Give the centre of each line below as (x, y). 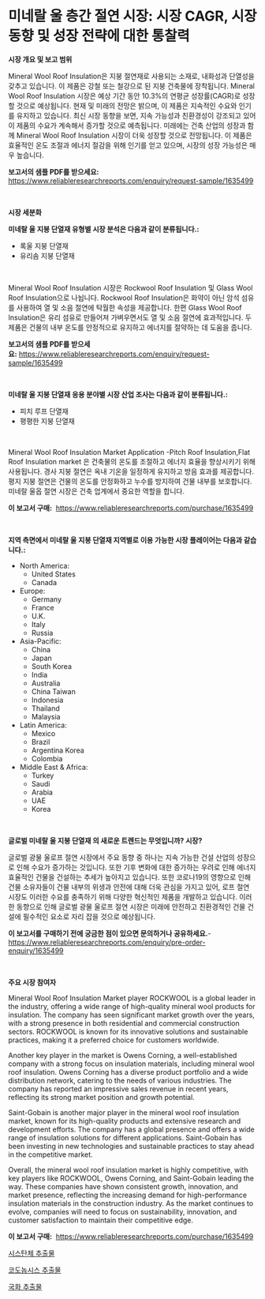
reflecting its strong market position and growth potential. (101, 1097)
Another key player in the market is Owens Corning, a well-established (123, 1055)
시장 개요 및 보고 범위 (40, 59)
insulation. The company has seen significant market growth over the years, (131, 1015)
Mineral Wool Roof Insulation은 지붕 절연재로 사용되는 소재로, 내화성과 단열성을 (131, 76)
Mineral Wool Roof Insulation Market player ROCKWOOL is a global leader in (132, 998)
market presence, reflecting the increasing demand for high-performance (127, 1195)
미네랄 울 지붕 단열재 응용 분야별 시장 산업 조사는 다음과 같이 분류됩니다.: (118, 394)
